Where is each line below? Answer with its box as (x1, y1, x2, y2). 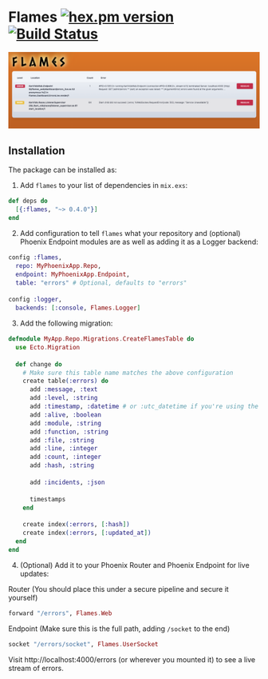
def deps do (8, 197, 48, 206)
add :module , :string (29, 419, 102, 427)
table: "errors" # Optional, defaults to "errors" (15, 278, 187, 287)
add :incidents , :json (29, 478, 105, 486)
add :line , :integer (29, 445, 98, 453)
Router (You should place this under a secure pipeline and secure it (8, 584, 229, 593)
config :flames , (8, 253, 62, 262)
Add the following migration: (19, 318, 113, 328)
